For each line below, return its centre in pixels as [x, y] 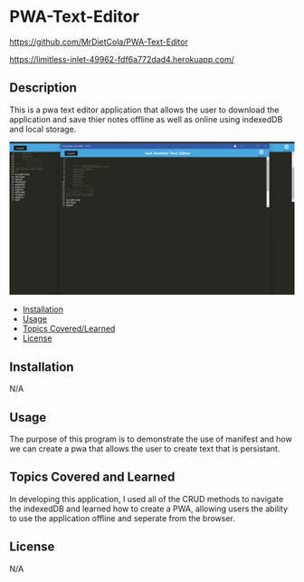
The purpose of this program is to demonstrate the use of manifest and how [151, 439]
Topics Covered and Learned [92, 477]
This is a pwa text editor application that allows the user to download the [144, 110]
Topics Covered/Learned [69, 329]
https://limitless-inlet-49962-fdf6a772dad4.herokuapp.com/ [122, 59]
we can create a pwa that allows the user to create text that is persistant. [145, 449]
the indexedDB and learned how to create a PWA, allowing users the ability [148, 509]
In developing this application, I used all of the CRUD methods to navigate [147, 499]
